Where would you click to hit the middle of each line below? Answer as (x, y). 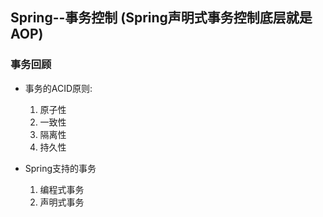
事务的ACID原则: (58, 88)
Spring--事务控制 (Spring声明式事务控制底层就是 (161, 18)
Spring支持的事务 (60, 168)
